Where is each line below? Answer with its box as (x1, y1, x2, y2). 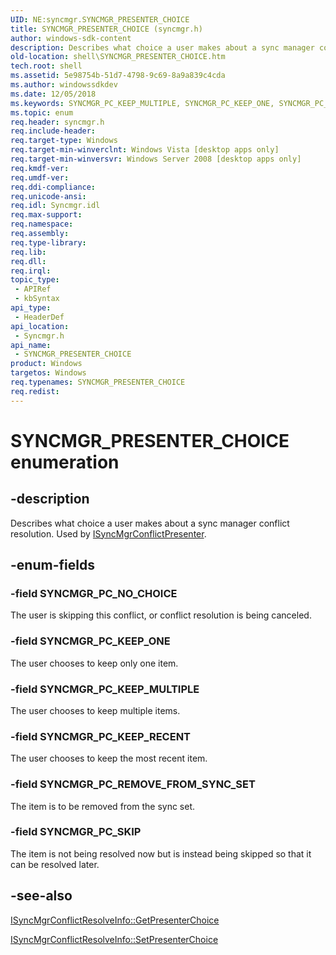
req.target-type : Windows (10, 136, 118, 146)
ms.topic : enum (10, 107, 74, 118)
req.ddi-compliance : (10, 182, 97, 192)
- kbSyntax (14, 294, 60, 304)
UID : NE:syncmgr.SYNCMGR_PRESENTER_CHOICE (10, 14, 190, 25)
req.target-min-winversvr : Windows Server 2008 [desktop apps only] (10, 154, 302, 164)
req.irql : (10, 266, 52, 276)
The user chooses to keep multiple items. (10, 704, 181, 716)
